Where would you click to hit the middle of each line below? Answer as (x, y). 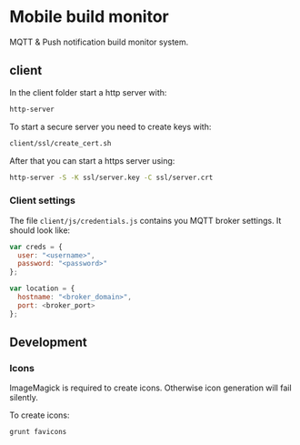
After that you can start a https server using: (92, 160)
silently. (24, 398)
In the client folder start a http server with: (88, 92)
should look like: (40, 230)
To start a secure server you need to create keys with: (110, 126)
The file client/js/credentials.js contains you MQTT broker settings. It (145, 220)
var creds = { (36, 247)
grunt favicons (38, 432)
